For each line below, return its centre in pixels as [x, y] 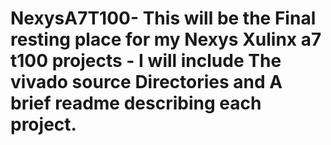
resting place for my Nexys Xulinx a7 [166, 39]
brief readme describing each [136, 103]
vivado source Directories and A [146, 82]
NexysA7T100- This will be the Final [163, 18]
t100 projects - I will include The [146, 61]
